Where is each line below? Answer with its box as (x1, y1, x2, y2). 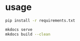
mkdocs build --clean (5, 31, 51, 36)
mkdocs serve (5, 27, 33, 32)
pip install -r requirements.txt (5, 18, 75, 23)
